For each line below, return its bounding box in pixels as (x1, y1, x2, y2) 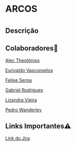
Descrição (5, 27, 39, 35)
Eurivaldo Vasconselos (5, 67, 54, 74)
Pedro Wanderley (5, 107, 42, 113)
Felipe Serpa (5, 77, 32, 83)
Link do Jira (5, 135, 30, 141)
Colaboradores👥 (5, 44, 59, 53)
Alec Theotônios (5, 57, 40, 64)
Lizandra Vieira (5, 97, 37, 103)
